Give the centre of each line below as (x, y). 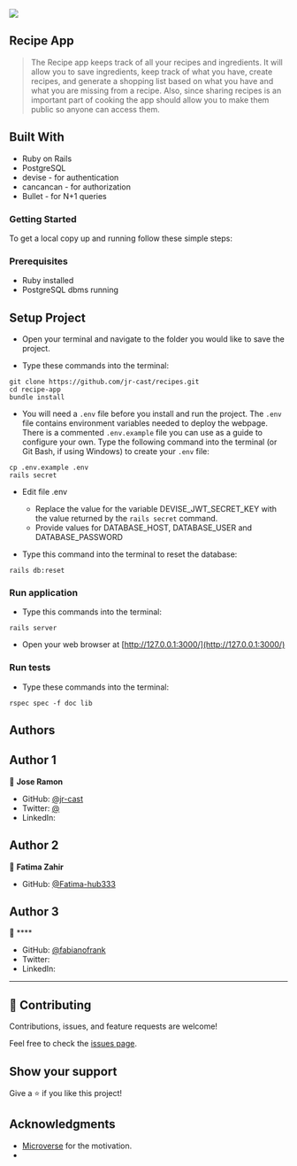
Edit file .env (45, 492)
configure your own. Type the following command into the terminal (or (149, 442)
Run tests (30, 668)
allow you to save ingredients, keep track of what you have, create (152, 72)
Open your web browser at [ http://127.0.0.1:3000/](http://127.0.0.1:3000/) (153, 645)
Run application (43, 592)
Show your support (63, 1071)
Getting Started (43, 219)
